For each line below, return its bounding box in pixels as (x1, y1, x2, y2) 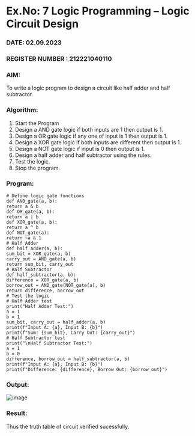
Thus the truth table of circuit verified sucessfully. (6, 423, 130, 430)
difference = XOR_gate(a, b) (6, 277, 79, 283)
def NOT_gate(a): (6, 230, 50, 236)
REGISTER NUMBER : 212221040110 (6, 55, 112, 63)
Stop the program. (14, 164, 61, 171)
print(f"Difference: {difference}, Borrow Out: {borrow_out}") (6, 366, 168, 372)
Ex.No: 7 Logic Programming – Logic (6, 4, 190, 18)
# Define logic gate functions (6, 192, 85, 199)
